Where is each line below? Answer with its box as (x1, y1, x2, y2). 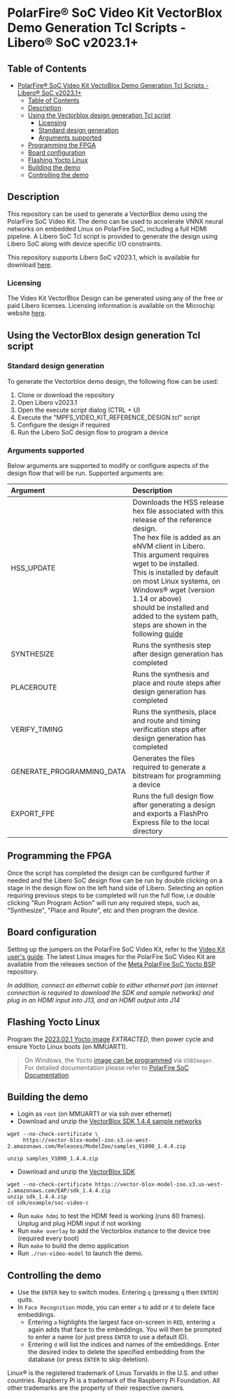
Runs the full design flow (132, 791, 214, 801)
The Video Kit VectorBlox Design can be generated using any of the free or (7, 294, 224, 302)
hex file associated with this (132, 507, 224, 516)
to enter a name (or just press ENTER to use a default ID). (27, 1333, 189, 1341)
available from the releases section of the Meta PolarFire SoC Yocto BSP (7, 960, 216, 968)
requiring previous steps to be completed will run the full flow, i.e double (7, 891, 215, 899)
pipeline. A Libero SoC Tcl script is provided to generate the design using (7, 232, 218, 240)
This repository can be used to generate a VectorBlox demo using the (7, 209, 208, 218)
